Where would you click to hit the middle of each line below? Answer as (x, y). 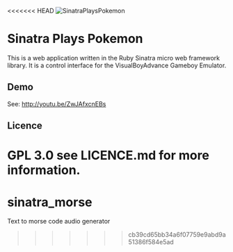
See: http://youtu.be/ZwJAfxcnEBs (57, 103)
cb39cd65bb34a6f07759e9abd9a (177, 235)
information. (44, 170)
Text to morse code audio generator (59, 221)
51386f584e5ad (151, 242)
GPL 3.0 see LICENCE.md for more (109, 156)
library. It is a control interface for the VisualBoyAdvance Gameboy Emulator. (117, 65)
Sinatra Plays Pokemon (75, 39)
